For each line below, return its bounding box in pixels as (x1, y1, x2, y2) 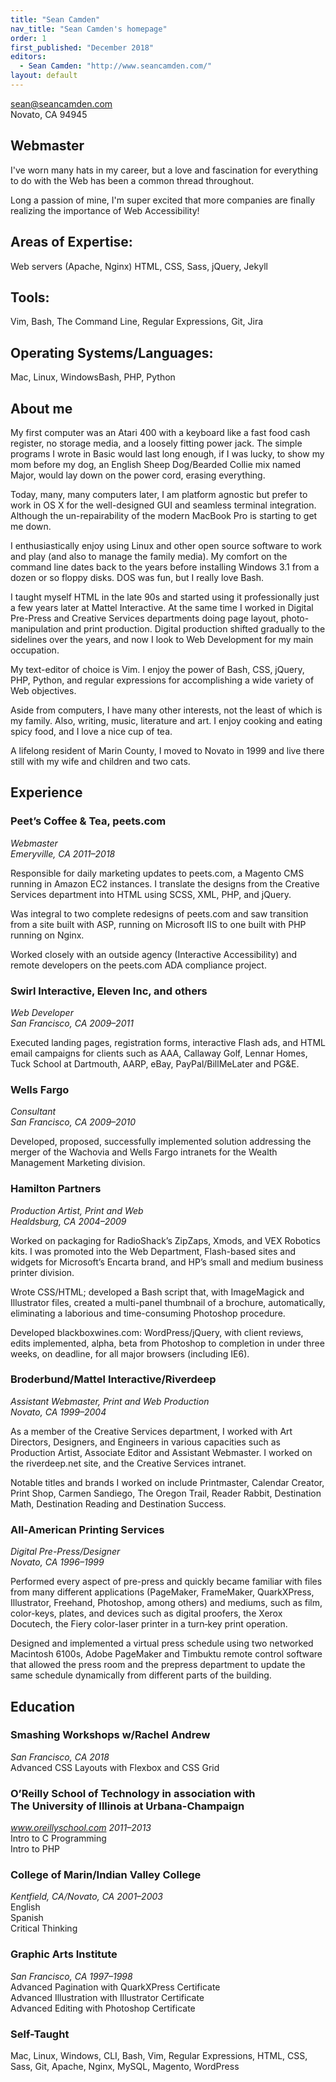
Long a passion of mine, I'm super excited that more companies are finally (10, 194, 316, 206)
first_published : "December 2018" (10, 42, 155, 53)
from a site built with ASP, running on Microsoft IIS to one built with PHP (10, 918, 307, 930)
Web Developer (10, 1006, 74, 1018)
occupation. (10, 644, 60, 656)
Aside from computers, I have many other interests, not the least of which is (10, 704, 323, 716)
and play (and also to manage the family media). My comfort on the (10, 550, 288, 562)
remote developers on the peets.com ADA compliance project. (10, 959, 267, 971)
